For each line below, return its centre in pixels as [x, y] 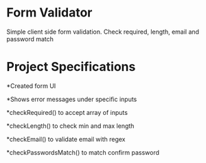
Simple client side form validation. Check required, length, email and [103, 32]
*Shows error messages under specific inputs [72, 99]
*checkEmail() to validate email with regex [66, 139]
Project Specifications [71, 67]
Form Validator [49, 13]
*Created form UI [31, 86]
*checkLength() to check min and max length [70, 126]
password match [30, 39]
